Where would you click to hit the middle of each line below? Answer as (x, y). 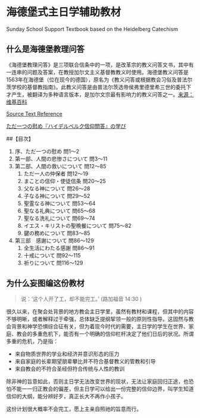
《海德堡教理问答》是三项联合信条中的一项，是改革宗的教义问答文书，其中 (97, 65)
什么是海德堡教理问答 (45, 49)
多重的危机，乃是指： (32, 341)
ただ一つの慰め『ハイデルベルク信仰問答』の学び (66, 126)
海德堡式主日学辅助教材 (64, 12)
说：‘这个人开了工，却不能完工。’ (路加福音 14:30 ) (81, 298)
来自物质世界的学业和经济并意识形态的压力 (67, 354)
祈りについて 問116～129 (53, 263)
